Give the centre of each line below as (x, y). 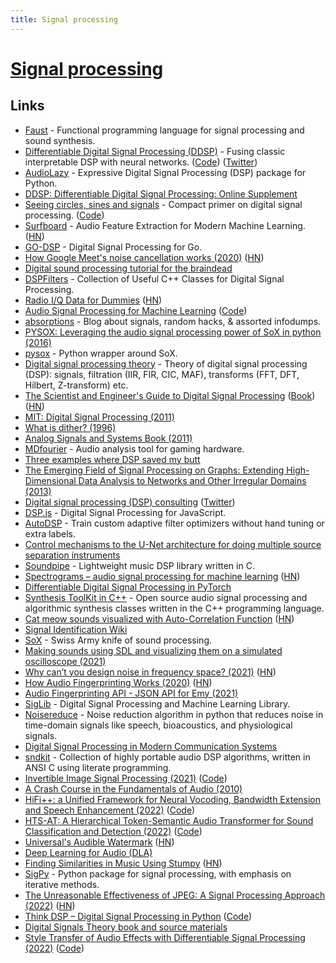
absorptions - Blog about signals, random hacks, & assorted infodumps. (173, 321)
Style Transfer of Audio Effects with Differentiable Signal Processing (165, 937)
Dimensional (50, 480)
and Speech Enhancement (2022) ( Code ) (110, 810)
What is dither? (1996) (70, 427)
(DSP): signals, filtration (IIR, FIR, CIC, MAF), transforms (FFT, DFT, (162, 374)
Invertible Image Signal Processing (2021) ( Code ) (126, 778)
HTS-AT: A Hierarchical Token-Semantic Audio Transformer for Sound (169, 820)
